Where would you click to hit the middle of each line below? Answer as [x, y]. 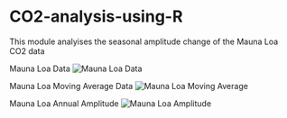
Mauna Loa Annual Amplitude [64, 103]
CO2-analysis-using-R [96, 17]
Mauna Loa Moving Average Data [71, 86]
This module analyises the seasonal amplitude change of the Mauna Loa [144, 41]
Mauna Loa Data [40, 68]
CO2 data [27, 50]
